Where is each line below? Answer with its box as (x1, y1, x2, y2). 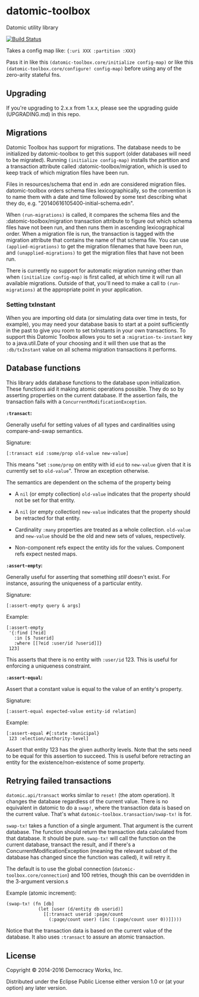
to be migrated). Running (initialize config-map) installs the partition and (6, 156, 190, 163)
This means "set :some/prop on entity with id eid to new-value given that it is (6, 460, 191, 468)
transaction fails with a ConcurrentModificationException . (6, 398, 147, 405)
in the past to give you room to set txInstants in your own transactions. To (6, 326, 186, 334)
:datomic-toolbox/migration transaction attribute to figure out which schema (6, 217, 192, 225)
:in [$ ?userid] (14, 635, 55, 641)
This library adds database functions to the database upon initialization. (6, 379, 181, 386)
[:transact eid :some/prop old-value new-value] (6, 450, 129, 456)
